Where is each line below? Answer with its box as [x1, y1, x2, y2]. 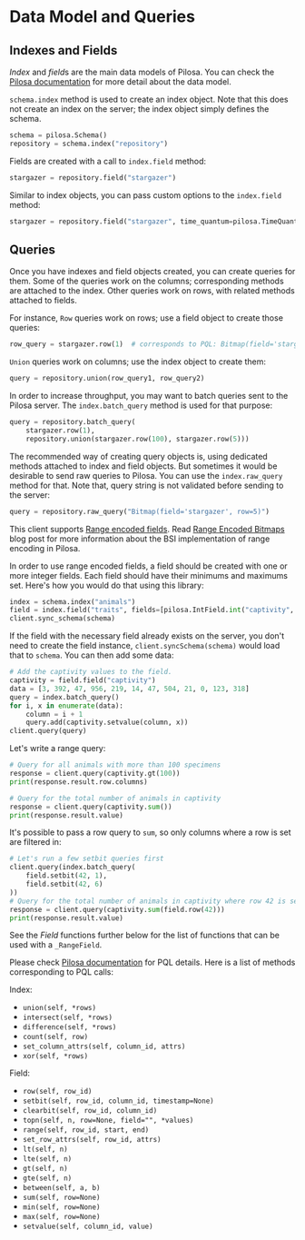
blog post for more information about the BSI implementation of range [9, 533, 271, 544]
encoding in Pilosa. [9, 542, 81, 553]
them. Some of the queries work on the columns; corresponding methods [9, 275, 284, 287]
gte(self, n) [22, 1174, 73, 1183]
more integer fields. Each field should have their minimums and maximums [9, 570, 289, 580]
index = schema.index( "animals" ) [9, 597, 136, 606]
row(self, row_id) [22, 1087, 93, 1096]
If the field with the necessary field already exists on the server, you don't [9, 630, 285, 641]
